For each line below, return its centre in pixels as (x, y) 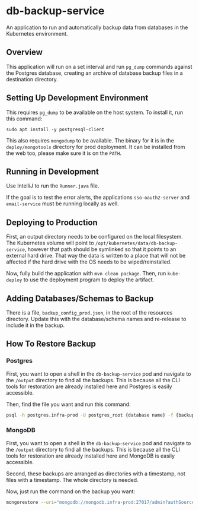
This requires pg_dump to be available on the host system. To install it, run (95, 112)
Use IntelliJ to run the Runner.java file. (53, 186)
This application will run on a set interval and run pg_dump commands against (99, 66)
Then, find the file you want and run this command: (69, 404)
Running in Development (53, 171)
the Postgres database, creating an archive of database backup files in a (94, 73)
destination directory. (32, 79)
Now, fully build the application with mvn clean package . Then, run (86, 274)
